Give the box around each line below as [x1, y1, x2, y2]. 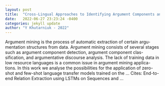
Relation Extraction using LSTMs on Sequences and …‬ [14, 76, 124, 82]
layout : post [5, 7, 32, 12]
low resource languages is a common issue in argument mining [5, 60, 133, 66]
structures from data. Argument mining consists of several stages [26, 44, 159, 50]
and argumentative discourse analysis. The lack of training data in [26, 55, 160, 60]
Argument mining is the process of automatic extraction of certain [5, 39, 138, 45]
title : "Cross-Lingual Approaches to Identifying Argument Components [5, 12, 155, 17]
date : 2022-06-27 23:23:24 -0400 [5, 16, 78, 21]
